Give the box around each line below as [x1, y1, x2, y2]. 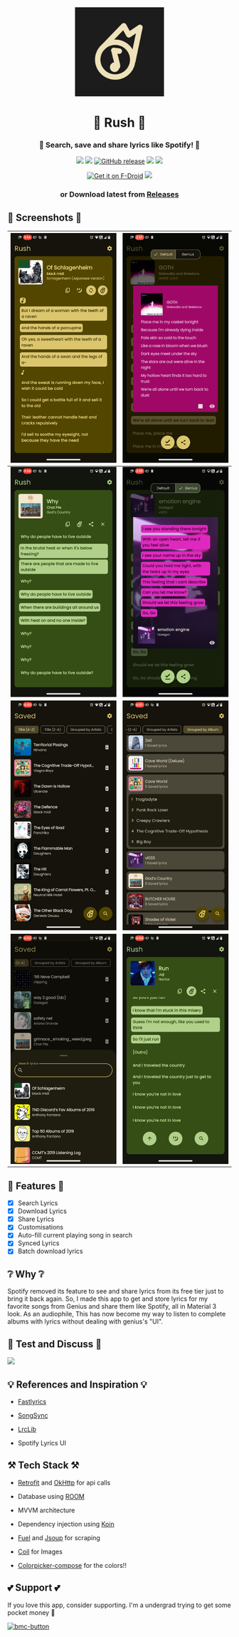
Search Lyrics [17, 1199, 58, 1207]
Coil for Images [17, 1547, 63, 1556]
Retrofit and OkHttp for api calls [17, 1478, 111, 1487]
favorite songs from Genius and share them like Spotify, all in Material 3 [7, 1302, 217, 1311]
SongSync [17, 1410, 48, 1420]
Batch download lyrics [17, 1247, 83, 1256]
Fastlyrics [17, 1397, 47, 1405]
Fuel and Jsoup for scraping [17, 1533, 101, 1542]
